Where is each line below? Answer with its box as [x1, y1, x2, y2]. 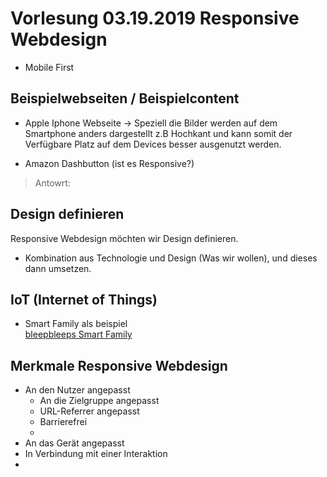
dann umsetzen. [24, 262, 92, 274]
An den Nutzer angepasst [24, 384, 131, 396]
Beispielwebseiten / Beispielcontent [10, 90, 240, 107]
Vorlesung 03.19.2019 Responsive [10, 7, 300, 30]
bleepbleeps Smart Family [24, 328, 133, 341]
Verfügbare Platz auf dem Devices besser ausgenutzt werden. [24, 138, 282, 150]
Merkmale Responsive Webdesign [10, 357, 228, 374]
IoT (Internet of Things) [10, 291, 158, 308]
